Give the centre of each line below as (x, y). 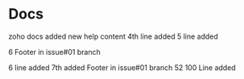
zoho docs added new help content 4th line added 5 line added (114, 36)
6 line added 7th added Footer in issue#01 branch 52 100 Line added (122, 67)
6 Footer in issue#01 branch (54, 52)
